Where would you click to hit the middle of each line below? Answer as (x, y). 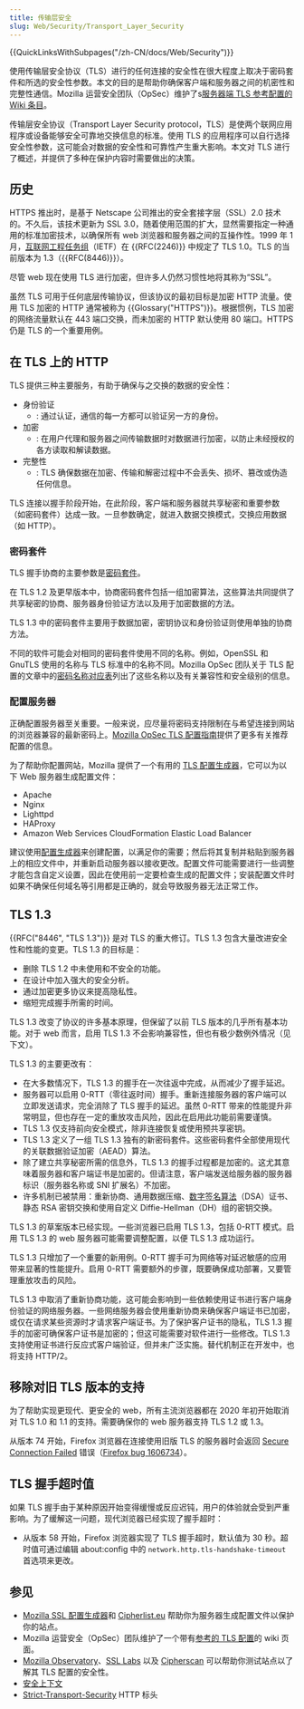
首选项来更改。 (50, 1560)
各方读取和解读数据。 (76, 450)
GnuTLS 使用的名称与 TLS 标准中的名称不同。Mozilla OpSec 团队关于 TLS (147, 665)
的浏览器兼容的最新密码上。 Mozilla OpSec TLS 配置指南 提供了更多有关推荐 (149, 734)
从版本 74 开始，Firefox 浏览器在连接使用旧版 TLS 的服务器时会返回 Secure (149, 1441)
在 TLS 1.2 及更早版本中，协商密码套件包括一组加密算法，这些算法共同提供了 (152, 592)
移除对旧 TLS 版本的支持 (77, 1387)
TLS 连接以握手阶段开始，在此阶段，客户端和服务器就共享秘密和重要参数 (145, 503)
